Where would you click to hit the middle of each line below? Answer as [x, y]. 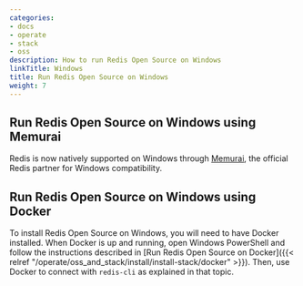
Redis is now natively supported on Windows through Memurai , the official [149, 158]
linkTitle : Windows [46, 69]
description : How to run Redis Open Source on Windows [116, 60]
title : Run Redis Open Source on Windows [89, 77]
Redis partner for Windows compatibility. [86, 169]
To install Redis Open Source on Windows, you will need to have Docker [144, 233]
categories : [32, 18]
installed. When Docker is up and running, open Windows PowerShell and [147, 243]
